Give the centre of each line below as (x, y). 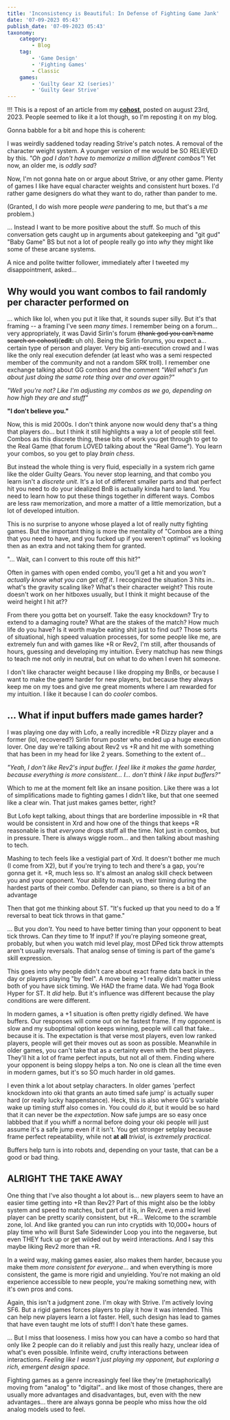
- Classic (46, 71)
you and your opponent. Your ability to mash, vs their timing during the (107, 880)
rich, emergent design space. (49, 1366)
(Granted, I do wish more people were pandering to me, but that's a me (107, 207)
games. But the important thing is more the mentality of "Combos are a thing (115, 531)
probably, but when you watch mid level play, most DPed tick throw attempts (115, 943)
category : (34, 39)
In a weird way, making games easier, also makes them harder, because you (115, 1260)
